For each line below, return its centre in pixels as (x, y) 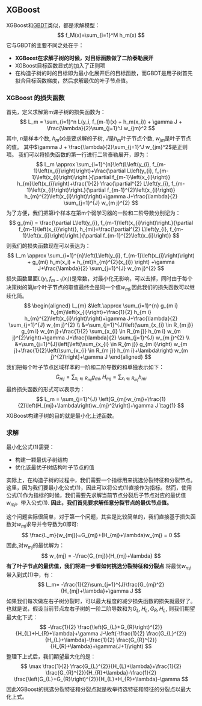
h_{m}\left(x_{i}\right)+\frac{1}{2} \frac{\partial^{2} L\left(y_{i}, (93, 183)
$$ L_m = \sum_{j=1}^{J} (67, 399)
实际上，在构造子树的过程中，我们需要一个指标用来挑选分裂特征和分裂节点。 (101, 480)
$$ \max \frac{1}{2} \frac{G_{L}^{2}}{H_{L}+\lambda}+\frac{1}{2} (101, 666)
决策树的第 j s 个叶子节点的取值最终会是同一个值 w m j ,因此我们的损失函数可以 (98, 288)
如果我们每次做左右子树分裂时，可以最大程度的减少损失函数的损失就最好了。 (101, 601)
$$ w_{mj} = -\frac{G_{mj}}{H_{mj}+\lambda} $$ (101, 556)
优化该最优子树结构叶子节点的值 (54, 467)
